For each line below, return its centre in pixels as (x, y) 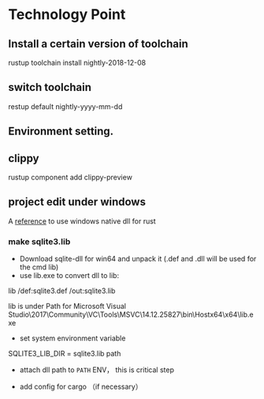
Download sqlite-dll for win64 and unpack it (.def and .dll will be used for (138, 259)
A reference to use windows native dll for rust (82, 221)
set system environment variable (73, 338)
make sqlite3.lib (39, 241)
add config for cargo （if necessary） (81, 387)
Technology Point (67, 15)
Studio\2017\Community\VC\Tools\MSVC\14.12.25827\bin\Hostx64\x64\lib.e (131, 314)
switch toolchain (50, 87)
